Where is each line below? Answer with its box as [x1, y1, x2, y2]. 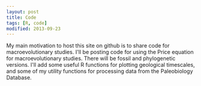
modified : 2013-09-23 [6, 25, 61, 32]
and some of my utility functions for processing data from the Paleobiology [6, 67, 194, 75]
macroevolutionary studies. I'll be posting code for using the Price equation [6, 49, 194, 56]
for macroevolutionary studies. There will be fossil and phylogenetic [6, 55, 176, 62]
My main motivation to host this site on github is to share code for [6, 42, 170, 49]
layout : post [6, 8, 39, 15]
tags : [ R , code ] [6, 20, 47, 26]
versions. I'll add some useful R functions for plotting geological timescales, [6, 61, 195, 69]
